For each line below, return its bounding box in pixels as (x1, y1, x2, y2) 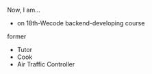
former (7, 32, 27, 40)
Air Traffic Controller (16, 60, 75, 68)
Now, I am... (7, 6, 41, 14)
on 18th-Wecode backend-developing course (16, 19, 145, 27)
